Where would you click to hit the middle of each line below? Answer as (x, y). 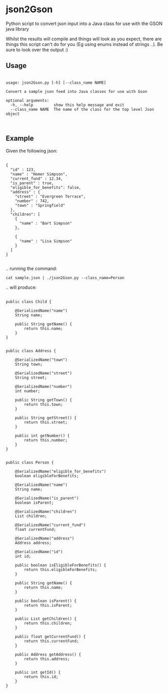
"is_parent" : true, (32, 183)
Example (20, 139)
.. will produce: (21, 287)
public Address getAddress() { (48, 654)
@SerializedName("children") (46, 511)
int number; (27, 391)
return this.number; (46, 440)
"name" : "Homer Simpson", (39, 174)
